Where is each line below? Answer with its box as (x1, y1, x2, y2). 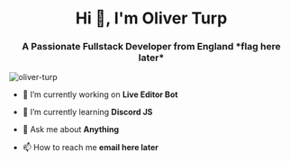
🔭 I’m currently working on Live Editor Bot (22, 89, 178, 100)
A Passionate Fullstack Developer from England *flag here (22, 40, 281, 53)
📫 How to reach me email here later (22, 142, 159, 153)
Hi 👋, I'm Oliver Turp (75, 8, 228, 29)
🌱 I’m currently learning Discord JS (22, 107, 153, 118)
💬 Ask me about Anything (22, 124, 120, 135)
